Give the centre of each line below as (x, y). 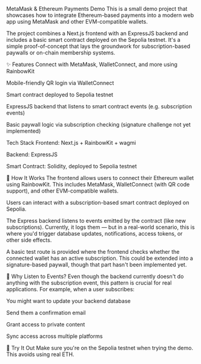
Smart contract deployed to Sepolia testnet (60, 94)
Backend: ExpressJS (32, 154)
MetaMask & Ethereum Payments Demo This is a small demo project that (97, 9)
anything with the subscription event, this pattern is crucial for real (89, 283)
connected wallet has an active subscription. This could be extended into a (100, 258)
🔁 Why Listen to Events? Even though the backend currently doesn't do (95, 276)
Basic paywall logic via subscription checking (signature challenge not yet (98, 124)
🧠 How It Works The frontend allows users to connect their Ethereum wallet (100, 178)
